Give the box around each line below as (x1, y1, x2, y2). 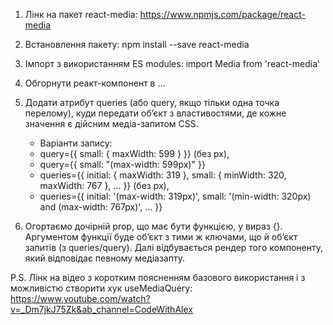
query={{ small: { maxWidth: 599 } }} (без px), (39, 148, 230, 159)
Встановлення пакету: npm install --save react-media (24, 39, 250, 50)
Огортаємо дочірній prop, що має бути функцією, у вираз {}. (24, 220, 283, 232)
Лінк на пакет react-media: (24, 9, 138, 20)
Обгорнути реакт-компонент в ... (24, 77, 166, 89)
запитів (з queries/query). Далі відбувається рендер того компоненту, (24, 242, 323, 253)
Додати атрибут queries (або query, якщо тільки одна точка (24, 97, 280, 108)
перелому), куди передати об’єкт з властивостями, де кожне (24, 107, 287, 119)
